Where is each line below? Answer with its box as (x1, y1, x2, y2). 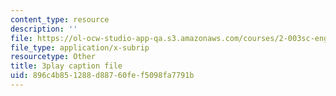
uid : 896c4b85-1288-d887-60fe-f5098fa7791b (10, 71, 195, 81)
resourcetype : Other (10, 52, 97, 62)
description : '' (10, 24, 78, 34)
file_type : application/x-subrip (10, 42, 150, 53)
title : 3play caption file (10, 61, 123, 71)
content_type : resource (10, 14, 110, 25)
